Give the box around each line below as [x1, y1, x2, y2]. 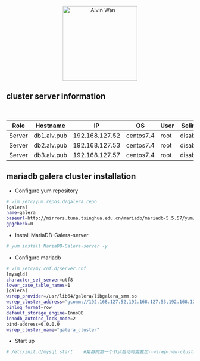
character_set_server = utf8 [6, 277, 73, 283]
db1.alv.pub [33, 131, 67, 140]
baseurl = [6, 215, 28, 221]
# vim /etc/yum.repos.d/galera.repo [6, 198, 97, 204]
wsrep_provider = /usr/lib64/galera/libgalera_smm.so [6, 293, 137, 299]
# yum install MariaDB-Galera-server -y [6, 243, 108, 249]
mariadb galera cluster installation [6, 171, 136, 182]
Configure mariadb [14, 254, 61, 261]
